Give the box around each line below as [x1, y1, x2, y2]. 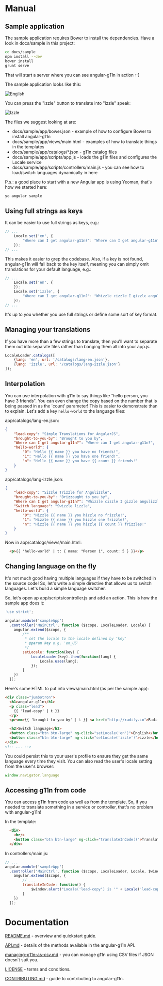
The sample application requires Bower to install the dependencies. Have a [5, 35, 155, 41]
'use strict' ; [5, 609, 34, 614]
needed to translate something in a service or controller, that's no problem [5, 804, 154, 810]
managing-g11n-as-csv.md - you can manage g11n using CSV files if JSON [5, 952, 154, 957]
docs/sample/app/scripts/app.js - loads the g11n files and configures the [12, 154, 157, 160]
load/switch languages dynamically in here [12, 169, 98, 175]
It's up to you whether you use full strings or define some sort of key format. [5, 311, 158, 317]
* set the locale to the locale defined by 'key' [24, 636, 127, 641]
